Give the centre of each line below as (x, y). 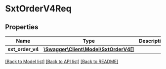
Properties (22, 27)
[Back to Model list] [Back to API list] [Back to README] (62, 62)
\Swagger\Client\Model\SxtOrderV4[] (89, 49)
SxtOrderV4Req (38, 9)
